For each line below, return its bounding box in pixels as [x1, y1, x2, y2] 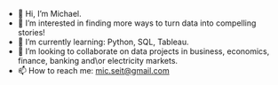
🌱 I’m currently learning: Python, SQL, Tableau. [17, 36, 189, 47]
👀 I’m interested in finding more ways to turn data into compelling [17, 18, 257, 28]
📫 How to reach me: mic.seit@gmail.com [17, 66, 171, 75]
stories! [17, 27, 46, 37]
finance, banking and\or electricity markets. [17, 56, 179, 66]
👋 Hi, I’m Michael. [17, 9, 82, 19]
